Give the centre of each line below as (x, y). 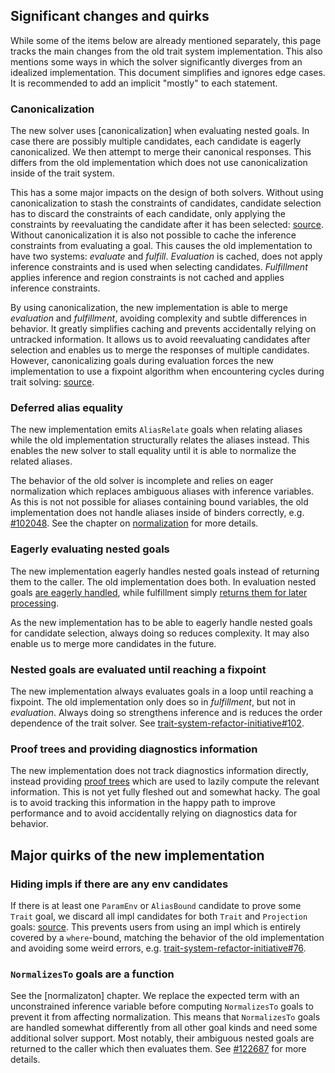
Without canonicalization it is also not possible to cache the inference (153, 235)
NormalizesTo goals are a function (92, 974)
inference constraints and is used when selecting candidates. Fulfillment (159, 267)
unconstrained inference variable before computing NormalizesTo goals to (162, 1006)
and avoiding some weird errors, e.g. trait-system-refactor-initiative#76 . (158, 948)
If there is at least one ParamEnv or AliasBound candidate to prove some (156, 905)
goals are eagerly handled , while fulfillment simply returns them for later (159, 592)
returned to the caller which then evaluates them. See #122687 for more (158, 1049)
